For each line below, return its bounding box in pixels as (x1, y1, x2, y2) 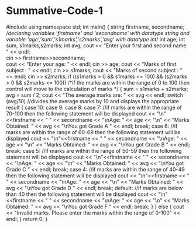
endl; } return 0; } (6, 215, 48, 222)
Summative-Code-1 (6, 4, 104, 17)
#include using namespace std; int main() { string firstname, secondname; (6, 23, 185, 30)
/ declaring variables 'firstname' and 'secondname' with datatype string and (6, 29, 190, 36)
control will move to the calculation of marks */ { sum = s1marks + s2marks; (6, 85, 188, 92)
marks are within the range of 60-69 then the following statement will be (6, 128, 181, 135)
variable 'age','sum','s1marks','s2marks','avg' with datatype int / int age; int (6, 36, 185, 43)
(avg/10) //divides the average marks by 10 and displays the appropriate (6, 97, 180, 104)
